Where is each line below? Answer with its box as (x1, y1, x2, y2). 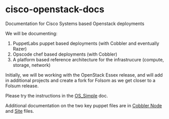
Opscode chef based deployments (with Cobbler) (12, 51, 118, 57)
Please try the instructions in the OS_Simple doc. (5, 92, 109, 99)
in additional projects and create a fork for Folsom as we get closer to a (5, 77, 156, 83)
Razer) (12, 45, 27, 52)
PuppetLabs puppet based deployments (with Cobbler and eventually (12, 40, 160, 46)
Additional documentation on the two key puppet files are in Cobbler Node (5, 102, 162, 108)
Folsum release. (5, 83, 39, 89)
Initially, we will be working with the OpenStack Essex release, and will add (5, 72, 163, 78)
